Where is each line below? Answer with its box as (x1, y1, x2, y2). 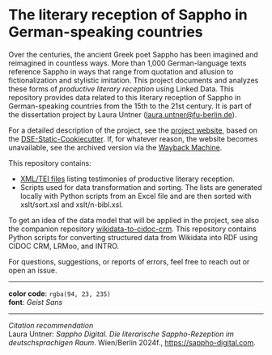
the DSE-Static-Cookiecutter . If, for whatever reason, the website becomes (8, 133, 258, 143)
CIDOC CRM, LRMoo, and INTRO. (8, 241, 120, 251)
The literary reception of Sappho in (8, 6, 249, 24)
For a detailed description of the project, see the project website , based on (8, 125, 257, 135)
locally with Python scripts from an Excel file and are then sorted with (19, 191, 253, 201)
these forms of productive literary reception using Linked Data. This (8, 83, 235, 94)
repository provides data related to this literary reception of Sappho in (8, 92, 241, 102)
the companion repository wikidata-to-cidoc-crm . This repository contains (8, 224, 257, 234)
